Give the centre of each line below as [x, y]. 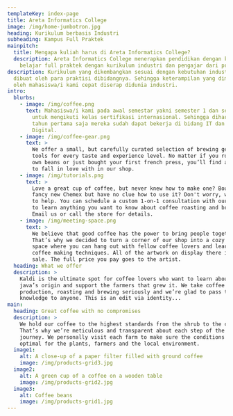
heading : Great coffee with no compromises [77, 311]
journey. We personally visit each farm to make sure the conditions [122, 337]
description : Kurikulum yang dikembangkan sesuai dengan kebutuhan [107, 72]
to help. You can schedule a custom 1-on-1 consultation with [124, 201]
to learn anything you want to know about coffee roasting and [125, 208]
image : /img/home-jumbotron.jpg [54, 26]
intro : [17, 91]
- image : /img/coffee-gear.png [65, 136]
